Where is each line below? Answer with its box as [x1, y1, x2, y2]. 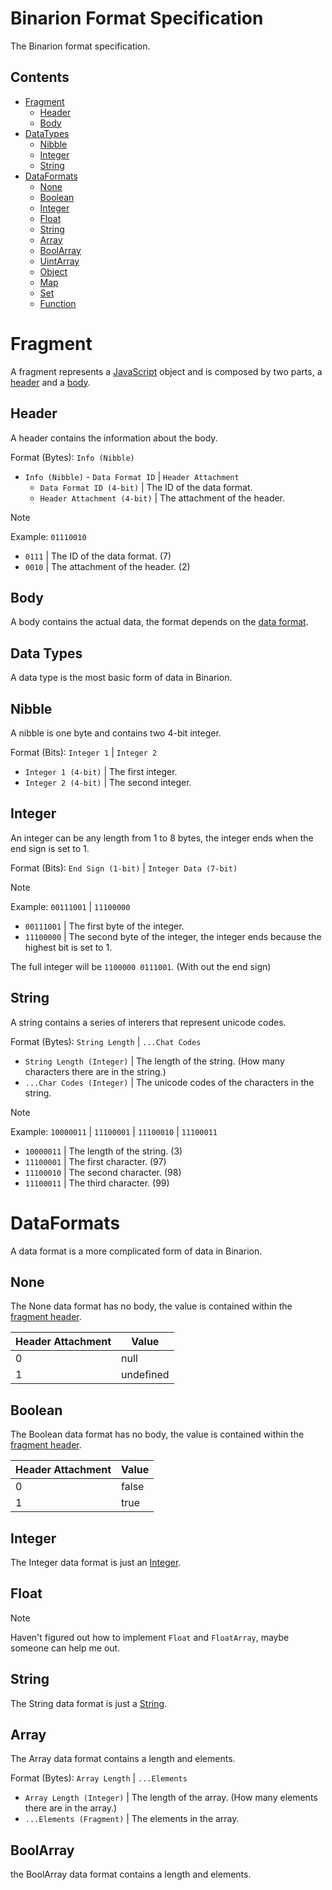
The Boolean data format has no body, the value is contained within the [10, 1428, 305, 1441]
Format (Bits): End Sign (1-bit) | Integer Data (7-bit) [10, 862, 238, 874]
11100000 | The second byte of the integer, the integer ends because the [24, 930, 322, 942]
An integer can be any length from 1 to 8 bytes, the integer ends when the [10, 832, 314, 844]
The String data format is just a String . [10, 1697, 168, 1709]
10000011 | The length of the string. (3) [24, 1145, 183, 1157]
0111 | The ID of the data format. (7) [24, 550, 172, 562]
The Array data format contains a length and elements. [10, 1753, 236, 1765]
